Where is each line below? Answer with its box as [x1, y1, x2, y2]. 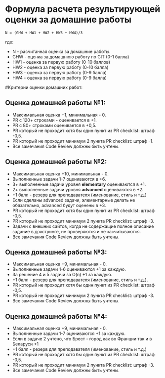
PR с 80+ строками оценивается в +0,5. [12, 122, 96, 128]
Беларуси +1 [12, 341, 39, 347]
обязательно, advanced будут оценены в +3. [12, 202, 106, 208]
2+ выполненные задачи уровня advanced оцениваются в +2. [12, 186, 144, 192]
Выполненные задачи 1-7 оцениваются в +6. [12, 176, 106, 182]
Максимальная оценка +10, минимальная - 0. [12, 170, 109, 176]
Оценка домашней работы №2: [5, 158, 107, 166]
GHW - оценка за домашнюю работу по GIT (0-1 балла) [12, 53, 129, 60]
